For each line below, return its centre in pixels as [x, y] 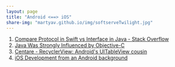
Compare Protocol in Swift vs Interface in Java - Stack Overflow [92, 39]
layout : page [22, 11]
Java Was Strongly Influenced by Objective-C [69, 45]
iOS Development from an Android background [71, 58]
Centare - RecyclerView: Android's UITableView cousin [81, 52]
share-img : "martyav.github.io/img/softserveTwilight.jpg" [80, 22]
